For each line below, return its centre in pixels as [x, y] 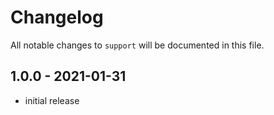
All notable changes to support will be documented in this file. [137, 45]
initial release [52, 100]
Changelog [57, 17]
